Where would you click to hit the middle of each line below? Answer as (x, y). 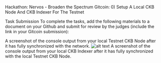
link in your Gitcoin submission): (37, 31)
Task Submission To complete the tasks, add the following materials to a (77, 21)
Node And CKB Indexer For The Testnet (45, 12)
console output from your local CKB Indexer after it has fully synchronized (79, 51)
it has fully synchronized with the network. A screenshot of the (78, 46)
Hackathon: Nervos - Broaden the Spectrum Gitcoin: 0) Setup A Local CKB (80, 7)
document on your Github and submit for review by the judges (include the (80, 26)
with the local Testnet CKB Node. (38, 56)
